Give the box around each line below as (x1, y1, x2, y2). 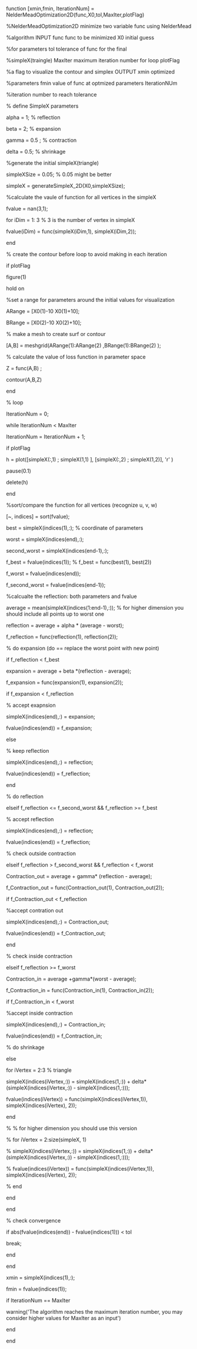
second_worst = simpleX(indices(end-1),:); (6, 547, 109, 554)
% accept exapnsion (6, 702, 56, 709)
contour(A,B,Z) (6, 376, 42, 383)
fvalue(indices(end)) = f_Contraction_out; (6, 930, 106, 936)
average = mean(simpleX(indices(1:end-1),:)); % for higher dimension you (6, 604, 184, 611)
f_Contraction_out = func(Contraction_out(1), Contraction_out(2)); (6, 884, 165, 891)
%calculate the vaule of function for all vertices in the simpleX (6, 194, 156, 201)
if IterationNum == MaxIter (6, 1297, 71, 1304)
